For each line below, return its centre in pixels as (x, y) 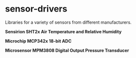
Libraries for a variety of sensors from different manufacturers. (68, 22)
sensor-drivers (36, 9)
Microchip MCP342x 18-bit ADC (38, 41)
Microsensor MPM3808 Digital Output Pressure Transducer (67, 50)
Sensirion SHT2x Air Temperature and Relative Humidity (63, 31)
